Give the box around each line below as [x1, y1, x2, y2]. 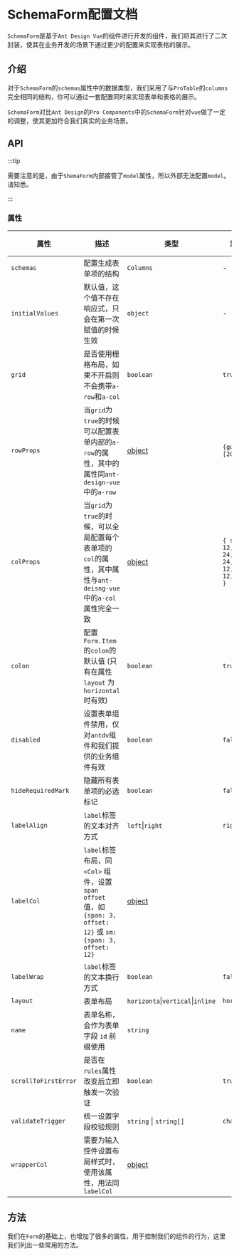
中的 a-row [83, 487, 117, 497]
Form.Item [83, 637, 117, 645]
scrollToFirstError [11, 1076, 77, 1085]
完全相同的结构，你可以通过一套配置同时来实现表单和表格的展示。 [7, 92, 201, 100]
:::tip [7, 156, 21, 165]
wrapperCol [11, 1161, 48, 1168]
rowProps [11, 446, 41, 455]
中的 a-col [83, 593, 117, 603]
